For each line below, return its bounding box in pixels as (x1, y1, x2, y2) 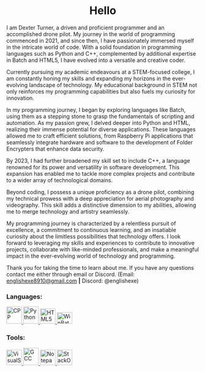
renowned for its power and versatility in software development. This (6, 163, 180, 171)
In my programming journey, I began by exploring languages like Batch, (6, 106, 186, 113)
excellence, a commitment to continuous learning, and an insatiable (6, 226, 176, 233)
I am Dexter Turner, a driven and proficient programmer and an (6, 24, 165, 31)
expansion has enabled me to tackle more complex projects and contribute (6, 169, 195, 177)
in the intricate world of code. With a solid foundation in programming (6, 43, 182, 51)
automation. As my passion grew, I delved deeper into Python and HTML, (6, 119, 191, 126)
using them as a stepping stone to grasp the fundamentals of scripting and (6, 113, 195, 120)
